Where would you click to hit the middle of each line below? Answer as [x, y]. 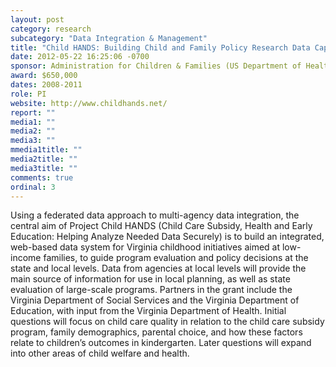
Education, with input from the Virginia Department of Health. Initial [148, 311]
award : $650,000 [44, 76]
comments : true [42, 177]
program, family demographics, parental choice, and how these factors [156, 332]
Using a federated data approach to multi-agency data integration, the [155, 215]
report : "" [33, 112]
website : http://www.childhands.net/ [89, 103]
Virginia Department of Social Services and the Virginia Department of [155, 300]
